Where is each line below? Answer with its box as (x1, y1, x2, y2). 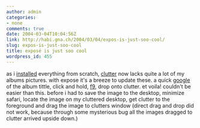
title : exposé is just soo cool (6, 48, 87, 54)
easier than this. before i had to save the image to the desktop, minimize (6, 89, 185, 96)
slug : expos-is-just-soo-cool (6, 43, 82, 49)
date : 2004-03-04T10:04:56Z (6, 31, 77, 37)
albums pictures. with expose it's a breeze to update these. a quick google (6, 76, 190, 84)
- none (6, 20, 23, 26)
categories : (6, 14, 36, 20)
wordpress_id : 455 (6, 53, 52, 59)
